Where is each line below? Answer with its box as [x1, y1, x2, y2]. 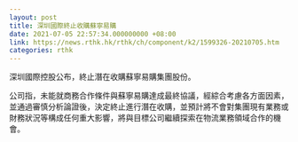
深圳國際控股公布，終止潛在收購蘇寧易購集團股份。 [9, 72, 196, 83]
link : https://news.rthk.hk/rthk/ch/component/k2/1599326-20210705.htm [9, 37, 279, 47]
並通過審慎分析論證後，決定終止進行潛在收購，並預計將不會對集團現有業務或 [9, 101, 289, 112]
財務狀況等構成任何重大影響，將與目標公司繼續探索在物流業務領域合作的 [9, 113, 273, 123]
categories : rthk [9, 46, 74, 55]
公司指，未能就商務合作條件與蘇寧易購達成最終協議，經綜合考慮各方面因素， [9, 91, 289, 101]
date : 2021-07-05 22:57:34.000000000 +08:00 [9, 29, 176, 38]
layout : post [9, 12, 58, 22]
